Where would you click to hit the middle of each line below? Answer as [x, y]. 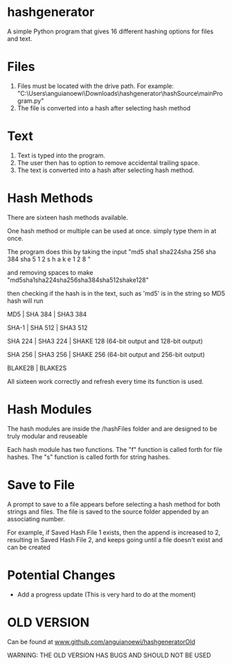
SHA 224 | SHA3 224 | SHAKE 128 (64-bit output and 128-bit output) [105, 341]
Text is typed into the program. [61, 155]
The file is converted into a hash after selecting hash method [104, 108]
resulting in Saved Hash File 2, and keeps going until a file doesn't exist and [115, 539]
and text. [20, 38]
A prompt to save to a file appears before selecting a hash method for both [114, 504]
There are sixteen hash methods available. [68, 217]
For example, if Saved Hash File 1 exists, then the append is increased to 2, [114, 532]
